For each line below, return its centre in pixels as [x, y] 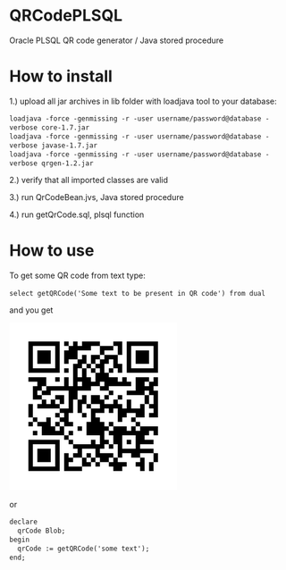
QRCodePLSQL [66, 16]
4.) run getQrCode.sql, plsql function [77, 214]
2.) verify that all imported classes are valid [88, 180]
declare [24, 522]
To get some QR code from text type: [77, 275]
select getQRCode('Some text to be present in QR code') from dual [138, 293]
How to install [61, 76]
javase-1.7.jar [70, 145]
